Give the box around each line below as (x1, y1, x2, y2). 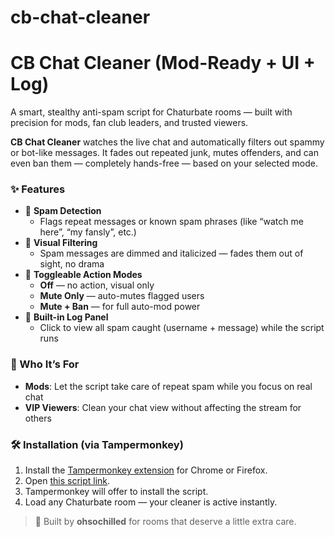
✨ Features (10, 182, 66, 196)
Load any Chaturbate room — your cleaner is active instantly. (24, 496, 278, 508)
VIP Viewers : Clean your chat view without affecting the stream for (24, 401, 302, 413)
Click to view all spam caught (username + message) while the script (39, 322, 325, 334)
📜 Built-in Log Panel (24, 311, 109, 323)
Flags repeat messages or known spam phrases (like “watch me (39, 216, 304, 228)
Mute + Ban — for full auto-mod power (39, 301, 201, 313)
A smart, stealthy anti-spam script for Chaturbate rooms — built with (10, 106, 293, 118)
